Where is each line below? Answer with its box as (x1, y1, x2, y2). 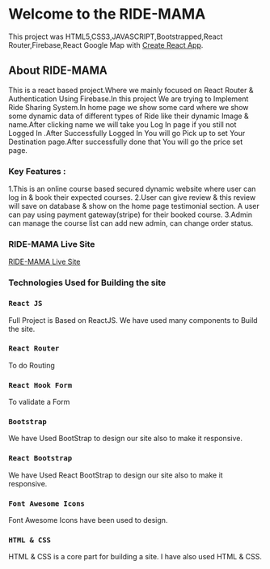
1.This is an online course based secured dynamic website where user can (8, 184, 256, 194)
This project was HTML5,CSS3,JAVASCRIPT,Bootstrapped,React (8, 32, 223, 41)
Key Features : (8, 165, 66, 176)
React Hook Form (8, 380, 73, 389)
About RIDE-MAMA (8, 64, 108, 78)
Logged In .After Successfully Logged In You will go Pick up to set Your (8, 128, 246, 138)
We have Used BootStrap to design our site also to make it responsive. (8, 434, 243, 444)
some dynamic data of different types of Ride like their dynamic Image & (8, 111, 249, 121)
